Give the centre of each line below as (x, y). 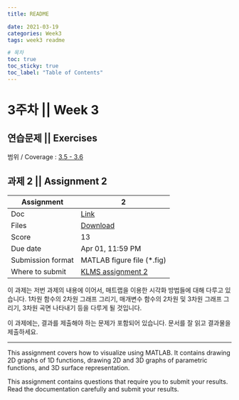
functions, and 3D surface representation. (69, 367)
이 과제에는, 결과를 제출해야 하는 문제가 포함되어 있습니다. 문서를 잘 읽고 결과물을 (119, 323)
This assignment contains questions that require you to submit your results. (118, 382)
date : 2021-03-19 (33, 27)
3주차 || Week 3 (53, 110)
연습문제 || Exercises (52, 138)
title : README (28, 14)
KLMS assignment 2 (114, 271)
